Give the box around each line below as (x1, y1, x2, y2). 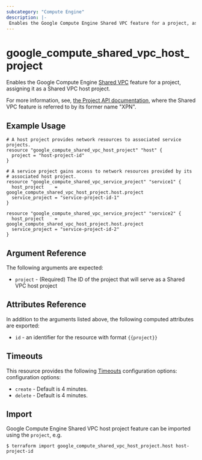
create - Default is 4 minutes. (14, 385, 88, 392)
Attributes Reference (6, 300, 87, 310)
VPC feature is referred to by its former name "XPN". (6, 103, 136, 110)
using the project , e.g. (6, 432, 62, 439)
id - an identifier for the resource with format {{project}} (14, 333, 158, 341)
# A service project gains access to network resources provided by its (6, 168, 192, 175)
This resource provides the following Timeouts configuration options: (6, 367, 177, 374)
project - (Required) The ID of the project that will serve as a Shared (14, 276, 185, 283)
